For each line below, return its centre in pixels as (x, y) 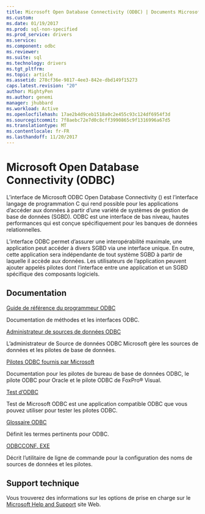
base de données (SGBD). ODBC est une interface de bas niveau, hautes (98, 216)
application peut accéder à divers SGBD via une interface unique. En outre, (101, 248)
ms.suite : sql (24, 57)
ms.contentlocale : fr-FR (38, 131)
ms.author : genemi (30, 97)
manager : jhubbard (30, 103)
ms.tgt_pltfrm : (26, 69)
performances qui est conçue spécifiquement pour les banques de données (102, 223)
